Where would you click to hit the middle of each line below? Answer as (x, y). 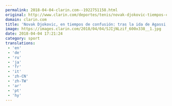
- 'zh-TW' (18, 81)
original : (16, 15)
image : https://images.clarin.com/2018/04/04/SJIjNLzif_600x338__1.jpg (83, 29)
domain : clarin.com (26, 19)
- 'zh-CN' (18, 76)
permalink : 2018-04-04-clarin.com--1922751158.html (61, 10)
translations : (20, 43)
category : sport (23, 39)
